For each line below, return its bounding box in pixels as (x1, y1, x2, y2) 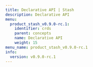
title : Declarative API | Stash (5, 7, 74, 13)
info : (5, 49, 17, 54)
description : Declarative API (5, 12, 70, 17)
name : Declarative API (14, 36, 63, 41)
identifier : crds (14, 26, 52, 31)
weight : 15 (14, 40, 38, 45)
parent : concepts (14, 31, 52, 36)
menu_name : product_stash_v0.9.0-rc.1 (5, 45, 88, 50)
